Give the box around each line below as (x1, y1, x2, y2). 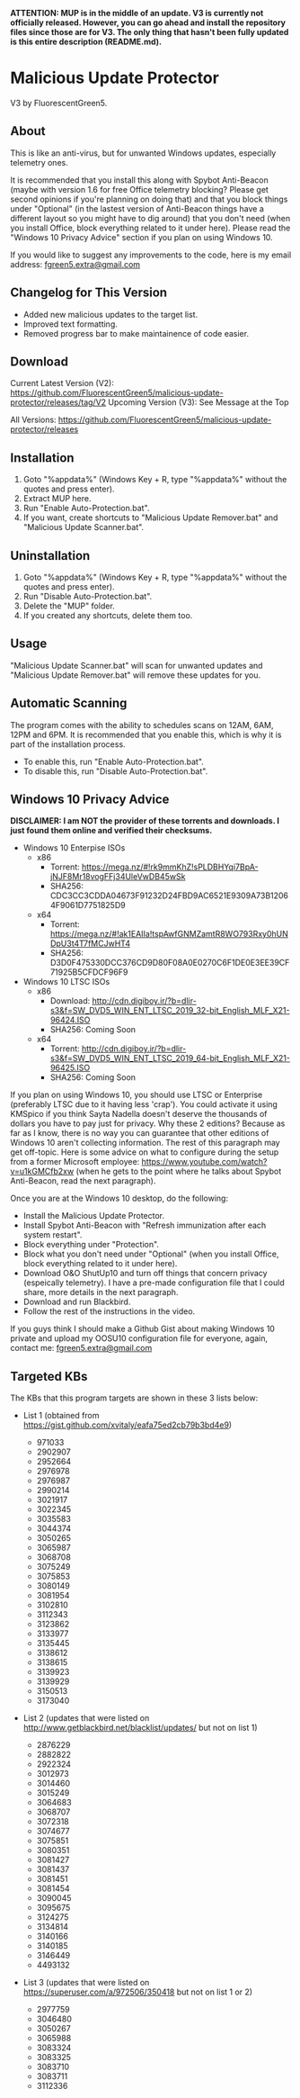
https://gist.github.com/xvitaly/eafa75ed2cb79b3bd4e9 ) (22, 1419, 233, 1430)
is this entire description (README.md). (10, 36, 163, 47)
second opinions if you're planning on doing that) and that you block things (10, 194, 288, 204)
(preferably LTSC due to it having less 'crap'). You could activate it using (10, 1099, 278, 1110)
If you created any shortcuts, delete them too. (22, 610, 193, 620)
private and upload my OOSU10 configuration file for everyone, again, (10, 1333, 269, 1344)
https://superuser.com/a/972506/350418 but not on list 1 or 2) (22, 1986, 253, 1997)
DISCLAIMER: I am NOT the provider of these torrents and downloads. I (10, 815, 279, 826)
